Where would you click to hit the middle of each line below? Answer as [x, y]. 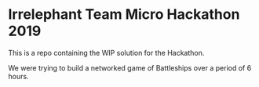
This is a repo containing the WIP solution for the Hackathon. [106, 53]
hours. [18, 76]
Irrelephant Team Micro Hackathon [124, 14]
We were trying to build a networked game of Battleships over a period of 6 [130, 67]
